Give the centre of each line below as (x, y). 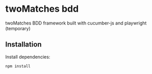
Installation (23, 45)
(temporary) (18, 28)
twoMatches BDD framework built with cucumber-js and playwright (76, 23)
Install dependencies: (28, 57)
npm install (18, 66)
